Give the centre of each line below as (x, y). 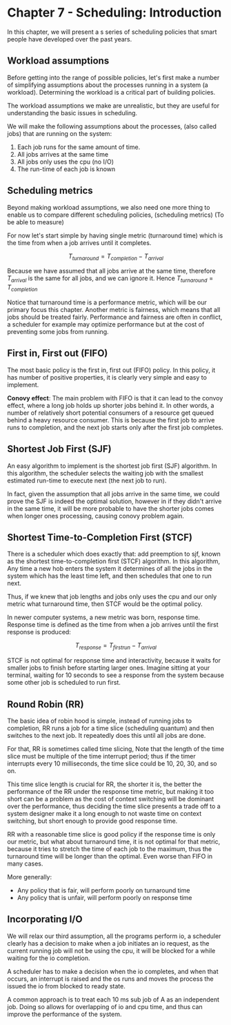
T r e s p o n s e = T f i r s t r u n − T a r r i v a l (116, 646)
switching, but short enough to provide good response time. (92, 821)
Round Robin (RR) (46, 704)
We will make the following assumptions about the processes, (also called (112, 126)
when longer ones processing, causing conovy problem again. (96, 516)
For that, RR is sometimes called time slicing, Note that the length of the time (116, 749)
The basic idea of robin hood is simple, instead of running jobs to (99, 721)
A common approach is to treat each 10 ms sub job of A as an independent (113, 999)
